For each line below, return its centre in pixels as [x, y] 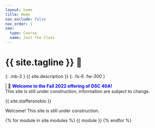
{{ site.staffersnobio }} [28, 101]
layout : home [19, 10]
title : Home [18, 14]
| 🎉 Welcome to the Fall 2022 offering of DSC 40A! [59, 86]
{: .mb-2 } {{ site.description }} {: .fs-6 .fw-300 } [55, 76]
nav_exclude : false [26, 19]
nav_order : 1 [19, 24]
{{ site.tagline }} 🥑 [44, 62]
